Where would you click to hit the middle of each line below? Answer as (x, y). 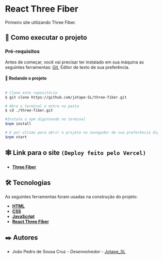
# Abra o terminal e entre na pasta (42, 106)
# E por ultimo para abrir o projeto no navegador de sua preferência (78, 133)
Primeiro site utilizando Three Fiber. (41, 22)
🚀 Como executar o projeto (46, 38)
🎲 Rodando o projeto (26, 78)
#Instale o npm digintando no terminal (45, 119)
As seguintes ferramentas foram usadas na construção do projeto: (71, 197)
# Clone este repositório (31, 93)
